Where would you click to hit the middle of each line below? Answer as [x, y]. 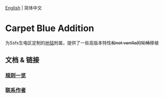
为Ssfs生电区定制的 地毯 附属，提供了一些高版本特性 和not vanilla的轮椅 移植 [82, 42]
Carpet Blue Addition [50, 28]
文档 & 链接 [22, 60]
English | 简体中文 [24, 8]
